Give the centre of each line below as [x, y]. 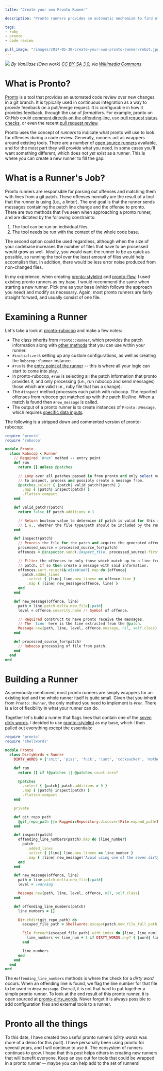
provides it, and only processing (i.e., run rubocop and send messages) [83, 381]
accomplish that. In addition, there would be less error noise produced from [81, 262]
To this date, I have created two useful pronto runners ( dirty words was [76, 1037]
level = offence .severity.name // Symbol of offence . [73, 610]
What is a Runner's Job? [55, 178]
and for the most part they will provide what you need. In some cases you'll [80, 148]
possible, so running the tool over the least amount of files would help [75, 257]
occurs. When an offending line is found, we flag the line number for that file [81, 983]
